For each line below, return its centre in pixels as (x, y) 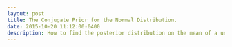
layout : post (26, 13)
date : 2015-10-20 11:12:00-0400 (54, 26)
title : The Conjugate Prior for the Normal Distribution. (92, 20)
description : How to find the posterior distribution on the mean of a (112, 33)
